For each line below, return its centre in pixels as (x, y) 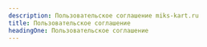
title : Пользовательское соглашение (69, 23)
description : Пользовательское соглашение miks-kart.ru (103, 16)
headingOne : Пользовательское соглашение (79, 30)
